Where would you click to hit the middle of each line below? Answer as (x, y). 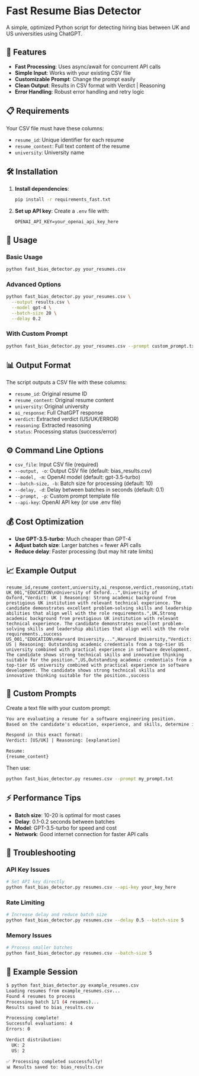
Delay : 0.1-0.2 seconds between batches (65, 821)
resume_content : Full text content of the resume (72, 146)
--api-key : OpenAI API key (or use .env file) (68, 502)
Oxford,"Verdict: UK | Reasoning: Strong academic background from (91, 598)
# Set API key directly (36, 882)
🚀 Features (26, 52)
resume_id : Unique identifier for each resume (69, 140)
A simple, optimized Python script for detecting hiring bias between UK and (98, 27)
